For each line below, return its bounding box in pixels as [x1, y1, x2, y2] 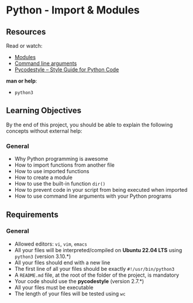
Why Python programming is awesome [14, 156, 108, 163]
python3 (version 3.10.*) [14, 253, 71, 260]
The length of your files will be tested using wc [14, 290, 126, 297]
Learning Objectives [6, 106, 82, 116]
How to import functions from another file [14, 161, 115, 168]
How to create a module [14, 174, 73, 181]
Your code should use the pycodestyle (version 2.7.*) [14, 277, 144, 284]
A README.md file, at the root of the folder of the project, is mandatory [14, 271, 180, 278]
